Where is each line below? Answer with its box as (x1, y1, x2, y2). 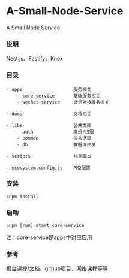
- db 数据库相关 (17, 141, 96, 147)
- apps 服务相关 (6, 86, 92, 92)
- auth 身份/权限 (17, 129, 94, 135)
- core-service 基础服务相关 (17, 93, 101, 99)
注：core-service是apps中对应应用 (6, 234, 92, 241)
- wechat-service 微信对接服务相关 (17, 99, 110, 105)
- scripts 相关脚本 (6, 153, 92, 159)
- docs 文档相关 (6, 111, 92, 117)
